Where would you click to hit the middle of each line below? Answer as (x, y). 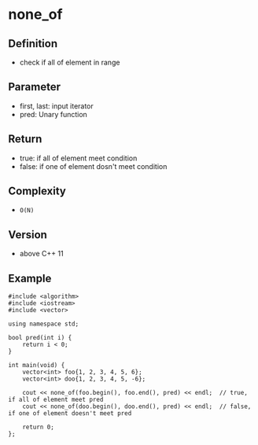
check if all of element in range (70, 62)
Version (28, 235)
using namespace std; (44, 324)
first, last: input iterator (57, 106)
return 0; (39, 427)
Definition (33, 44)
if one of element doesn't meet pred (70, 414)
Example (30, 278)
